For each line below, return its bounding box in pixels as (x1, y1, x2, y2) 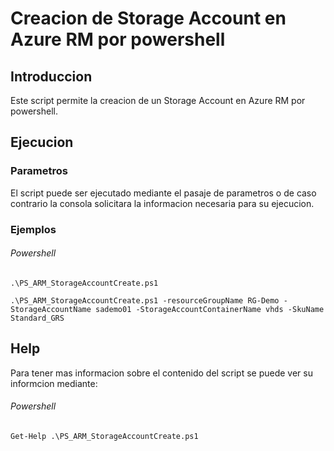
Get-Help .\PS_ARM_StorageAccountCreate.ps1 (10, 431, 199, 441)
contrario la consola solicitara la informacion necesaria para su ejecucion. (10, 197, 315, 209)
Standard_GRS (10, 313, 65, 323)
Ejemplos (10, 222, 57, 236)
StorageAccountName (10, 304, 92, 314)
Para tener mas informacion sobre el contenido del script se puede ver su (10, 367, 313, 379)
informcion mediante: (10, 377, 98, 389)
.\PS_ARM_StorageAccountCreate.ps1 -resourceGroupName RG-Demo (10, 295, 280, 306)
